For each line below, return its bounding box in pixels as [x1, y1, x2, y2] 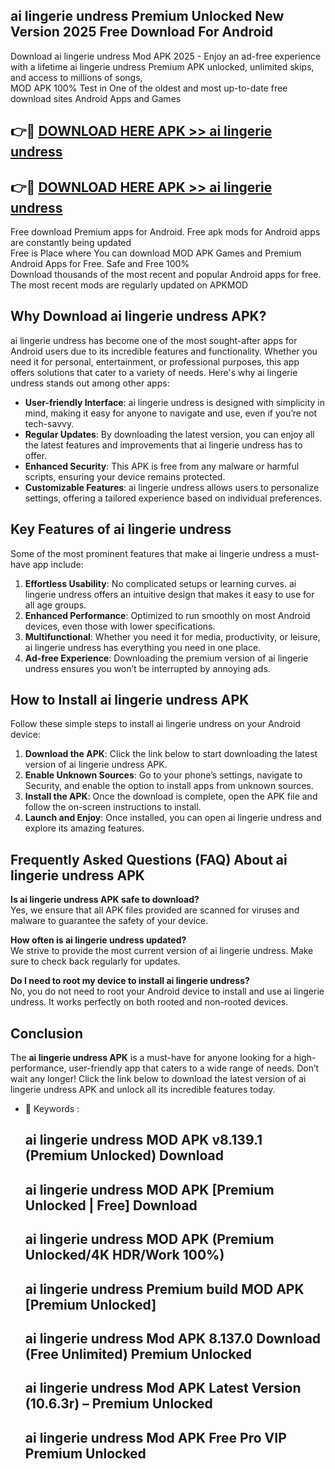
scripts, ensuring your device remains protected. [24, 470, 226, 483]
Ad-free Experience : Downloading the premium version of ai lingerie [24, 652, 309, 664]
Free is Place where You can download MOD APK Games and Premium [10, 247, 302, 259]
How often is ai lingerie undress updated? [10, 934, 187, 946]
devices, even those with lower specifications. [24, 620, 216, 632]
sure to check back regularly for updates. [10, 955, 181, 968]
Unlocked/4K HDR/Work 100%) [24, 1247, 225, 1264]
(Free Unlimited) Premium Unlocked [24, 1346, 252, 1363]
